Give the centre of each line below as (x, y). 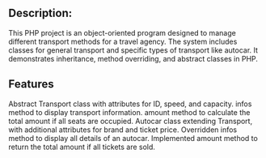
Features (31, 84)
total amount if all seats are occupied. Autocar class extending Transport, (131, 121)
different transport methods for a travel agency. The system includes (123, 41)
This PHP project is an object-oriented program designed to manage (122, 32)
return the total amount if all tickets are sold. (82, 147)
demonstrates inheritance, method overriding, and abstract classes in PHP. (133, 58)
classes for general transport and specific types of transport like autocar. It (133, 50)
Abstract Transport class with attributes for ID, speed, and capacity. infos (130, 104)
